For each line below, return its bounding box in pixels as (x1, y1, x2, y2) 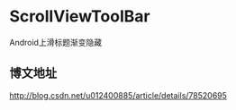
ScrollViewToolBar (9, 6, 150, 27)
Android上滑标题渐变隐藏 (9, 37, 102, 47)
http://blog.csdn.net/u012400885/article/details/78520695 (9, 89, 228, 100)
